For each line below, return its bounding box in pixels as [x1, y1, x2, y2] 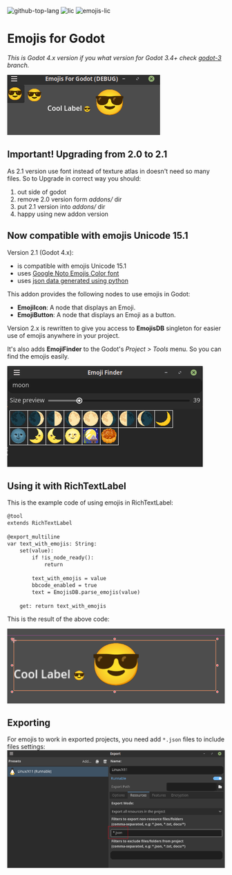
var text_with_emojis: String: [7, 541, 97, 548]
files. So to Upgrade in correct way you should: [7, 174, 142, 183]
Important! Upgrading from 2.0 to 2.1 [7, 149, 168, 161]
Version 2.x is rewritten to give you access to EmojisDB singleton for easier [7, 324, 221, 332]
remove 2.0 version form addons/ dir [17, 195, 122, 204]
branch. [7, 61, 30, 69]
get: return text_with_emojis [19, 603, 107, 610]
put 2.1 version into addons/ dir [17, 202, 106, 210]
